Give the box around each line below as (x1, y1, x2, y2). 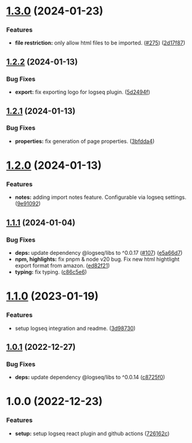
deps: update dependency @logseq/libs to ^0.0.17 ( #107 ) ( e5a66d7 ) (14, 249, 183, 257)
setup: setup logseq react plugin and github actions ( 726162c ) (14, 430, 170, 437)
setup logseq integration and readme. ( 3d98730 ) (14, 325, 136, 332)
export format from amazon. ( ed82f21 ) (14, 262, 110, 269)
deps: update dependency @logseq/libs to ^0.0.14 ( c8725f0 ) (14, 374, 166, 381)
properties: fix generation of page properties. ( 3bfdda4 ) (14, 137, 155, 145)
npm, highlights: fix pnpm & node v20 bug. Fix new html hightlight (14, 255, 180, 263)
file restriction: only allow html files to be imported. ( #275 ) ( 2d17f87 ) (14, 39, 186, 46)
